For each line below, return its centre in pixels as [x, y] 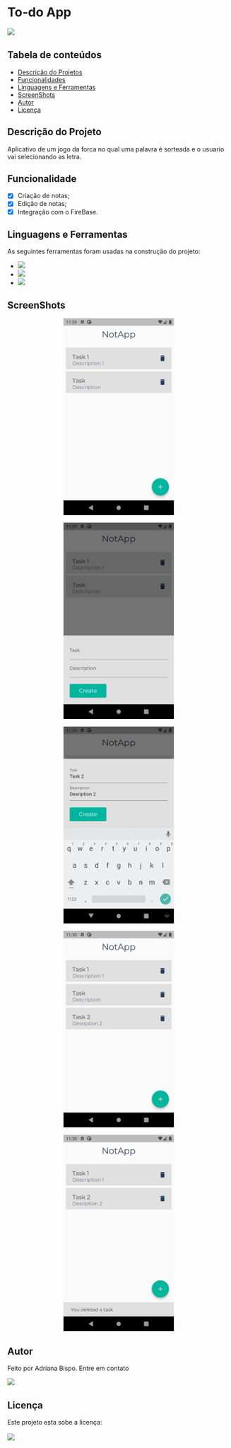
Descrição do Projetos [50, 72]
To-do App [40, 12]
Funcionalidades [41, 79]
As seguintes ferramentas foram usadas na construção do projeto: [104, 251]
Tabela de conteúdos [55, 55]
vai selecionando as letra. [45, 156]
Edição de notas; [42, 204]
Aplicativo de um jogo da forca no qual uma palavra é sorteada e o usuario [116, 149]
